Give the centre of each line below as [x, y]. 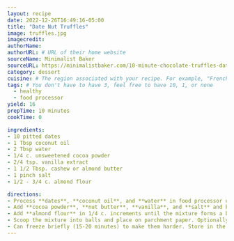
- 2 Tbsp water [29, 149]
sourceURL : [23, 65]
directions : [24, 194]
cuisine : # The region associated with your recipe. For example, [106, 78]
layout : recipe [29, 14]
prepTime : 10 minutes [39, 111]
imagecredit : [26, 40]
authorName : [24, 46]
